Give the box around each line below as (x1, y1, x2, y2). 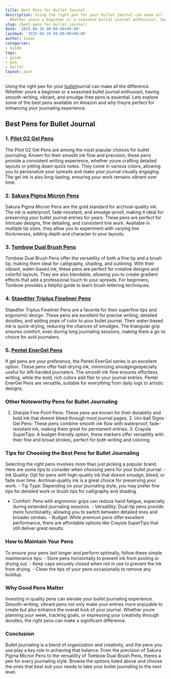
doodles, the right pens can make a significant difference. (5, 618, 126, 624)
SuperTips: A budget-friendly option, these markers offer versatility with (12, 431, 164, 437)
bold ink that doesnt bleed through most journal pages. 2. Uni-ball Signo (12, 415, 164, 422)
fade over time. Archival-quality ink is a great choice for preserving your (5, 477, 156, 483)
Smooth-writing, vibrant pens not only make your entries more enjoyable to (5, 601, 163, 607)
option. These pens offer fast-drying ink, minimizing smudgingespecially (5, 363, 157, 369)
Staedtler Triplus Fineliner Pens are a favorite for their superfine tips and (5, 307, 157, 313)
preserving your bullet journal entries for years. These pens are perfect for (5, 214, 162, 220)
